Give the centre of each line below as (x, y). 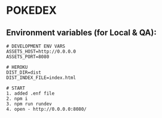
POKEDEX (31, 10)
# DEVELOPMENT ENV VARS (36, 46)
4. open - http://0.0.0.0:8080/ (46, 109)
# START (16, 88)
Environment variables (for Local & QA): (81, 33)
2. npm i (17, 99)
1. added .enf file (30, 93)
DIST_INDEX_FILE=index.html (41, 78)
